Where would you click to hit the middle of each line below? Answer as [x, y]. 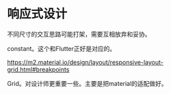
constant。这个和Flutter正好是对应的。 [62, 48]
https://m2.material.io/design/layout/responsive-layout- [85, 62]
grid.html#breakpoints [38, 69]
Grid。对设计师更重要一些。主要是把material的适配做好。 [87, 83]
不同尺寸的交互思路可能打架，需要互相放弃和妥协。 [79, 34]
